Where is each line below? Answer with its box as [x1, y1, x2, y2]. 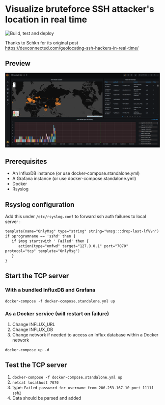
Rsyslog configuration [5, 200, 75, 209]
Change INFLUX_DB [12, 327, 53, 332]
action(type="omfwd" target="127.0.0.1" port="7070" [18, 244, 129, 249]
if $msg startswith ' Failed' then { [11, 239, 89, 244]
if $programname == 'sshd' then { [5, 234, 76, 239]
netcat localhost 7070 [12, 380, 59, 385]
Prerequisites [5, 157, 47, 166]
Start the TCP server [5, 272, 69, 280]
